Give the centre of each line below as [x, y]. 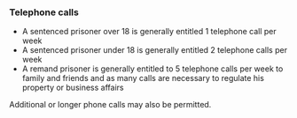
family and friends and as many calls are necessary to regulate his [143, 78]
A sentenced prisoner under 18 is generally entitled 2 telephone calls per [155, 50]
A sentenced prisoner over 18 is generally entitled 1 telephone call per [149, 32]
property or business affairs [73, 88]
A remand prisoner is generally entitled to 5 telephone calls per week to [152, 69]
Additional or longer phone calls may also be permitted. [110, 105]
